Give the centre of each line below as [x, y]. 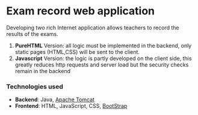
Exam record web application [81, 11]
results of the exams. [32, 34]
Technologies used [35, 86]
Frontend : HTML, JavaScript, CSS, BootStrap [71, 106]
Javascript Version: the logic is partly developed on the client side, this [103, 58]
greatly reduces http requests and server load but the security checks [102, 65]
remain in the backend [43, 71]
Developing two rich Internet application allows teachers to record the [93, 28]
